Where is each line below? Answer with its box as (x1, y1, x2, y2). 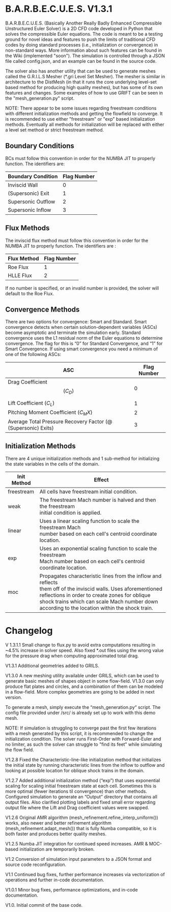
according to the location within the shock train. (39, 604, 154, 611)
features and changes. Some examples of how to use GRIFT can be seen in (5, 90, 163, 96)
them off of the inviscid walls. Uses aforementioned (39, 585, 163, 592)
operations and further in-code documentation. (5, 877, 104, 883)
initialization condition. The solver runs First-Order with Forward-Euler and (5, 736, 161, 742)
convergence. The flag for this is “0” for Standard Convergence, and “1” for (5, 341, 163, 347)
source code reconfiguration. (5, 861, 67, 867)
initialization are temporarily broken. (19, 846, 95, 852)
